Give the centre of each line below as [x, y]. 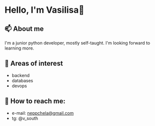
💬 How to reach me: [35, 101]
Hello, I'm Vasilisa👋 [45, 10]
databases [22, 80]
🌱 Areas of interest [34, 63]
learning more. [19, 48]
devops [19, 86]
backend [21, 75]
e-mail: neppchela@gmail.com [43, 113]
